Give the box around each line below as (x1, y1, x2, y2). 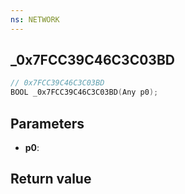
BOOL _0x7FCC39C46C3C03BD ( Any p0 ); (10, 87, 159, 98)
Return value (10, 171, 92, 188)
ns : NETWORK (10, 14, 60, 25)
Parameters (10, 115, 85, 132)
